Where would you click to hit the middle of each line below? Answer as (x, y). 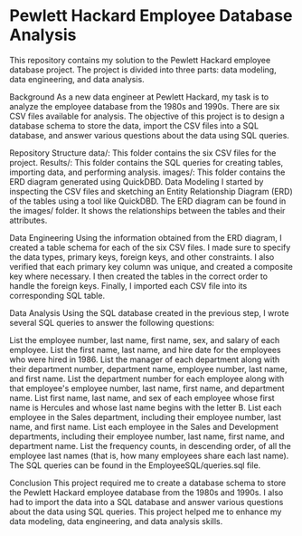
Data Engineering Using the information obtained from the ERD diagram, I (146, 237)
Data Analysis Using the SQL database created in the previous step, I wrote (149, 312)
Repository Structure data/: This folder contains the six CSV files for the (143, 153)
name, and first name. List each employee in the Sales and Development (144, 426)
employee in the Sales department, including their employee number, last (146, 416)
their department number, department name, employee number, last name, (148, 368)
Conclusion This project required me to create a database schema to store (148, 483)
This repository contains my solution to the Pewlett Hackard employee (140, 60)
